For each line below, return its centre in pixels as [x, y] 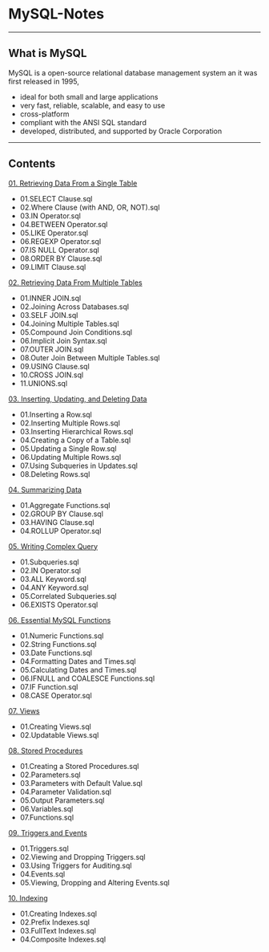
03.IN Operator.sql [50, 216]
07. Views [24, 710]
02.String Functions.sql [58, 644]
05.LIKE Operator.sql [54, 233]
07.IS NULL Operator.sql [60, 250]
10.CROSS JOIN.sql [52, 375]
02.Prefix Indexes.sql [55, 922]
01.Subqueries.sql [49, 562]
